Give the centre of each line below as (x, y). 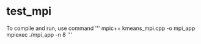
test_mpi (29, 11)
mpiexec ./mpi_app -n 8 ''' (39, 34)
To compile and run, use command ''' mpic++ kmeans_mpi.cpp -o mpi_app (101, 28)
